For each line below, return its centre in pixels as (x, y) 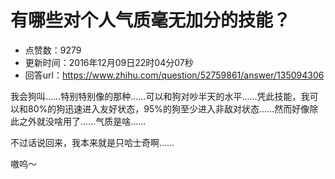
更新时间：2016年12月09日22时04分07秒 (109, 62)
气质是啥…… (121, 121)
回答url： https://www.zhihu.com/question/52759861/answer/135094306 (174, 75)
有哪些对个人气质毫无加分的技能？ (151, 20)
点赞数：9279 (53, 50)
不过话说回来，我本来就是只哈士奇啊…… (92, 142)
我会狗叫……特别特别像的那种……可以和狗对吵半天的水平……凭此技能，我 (160, 96)
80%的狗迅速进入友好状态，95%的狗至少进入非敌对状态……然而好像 (168, 108)
